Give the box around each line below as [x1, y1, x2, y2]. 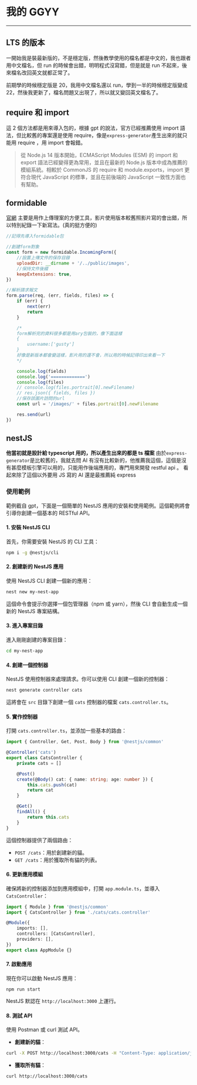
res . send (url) [16, 411, 51, 417]
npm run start [6, 986, 41, 992]
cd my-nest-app [6, 648, 43, 654]
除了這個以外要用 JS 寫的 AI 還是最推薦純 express [16, 471, 137, 478]
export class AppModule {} [6, 947, 72, 953]
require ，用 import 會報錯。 [17, 139, 86, 146]
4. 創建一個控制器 [6, 661, 49, 668]
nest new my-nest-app [6, 589, 59, 595]
